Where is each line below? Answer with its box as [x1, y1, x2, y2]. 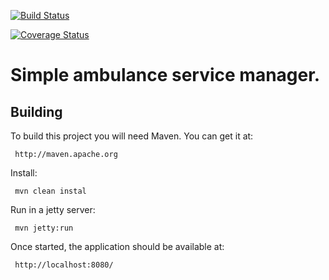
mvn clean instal [14, 186, 87, 196]
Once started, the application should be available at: [10, 241, 225, 252]
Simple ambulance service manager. [10, 64, 321, 87]
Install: [10, 167, 38, 179]
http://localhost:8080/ [14, 260, 114, 270]
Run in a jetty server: [10, 204, 96, 215]
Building [10, 103, 63, 120]
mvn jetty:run [14, 223, 74, 233]
